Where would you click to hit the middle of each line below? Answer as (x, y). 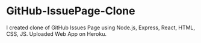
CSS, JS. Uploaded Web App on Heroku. (57, 33)
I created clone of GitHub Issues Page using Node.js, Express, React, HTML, (101, 27)
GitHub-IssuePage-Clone (71, 11)
